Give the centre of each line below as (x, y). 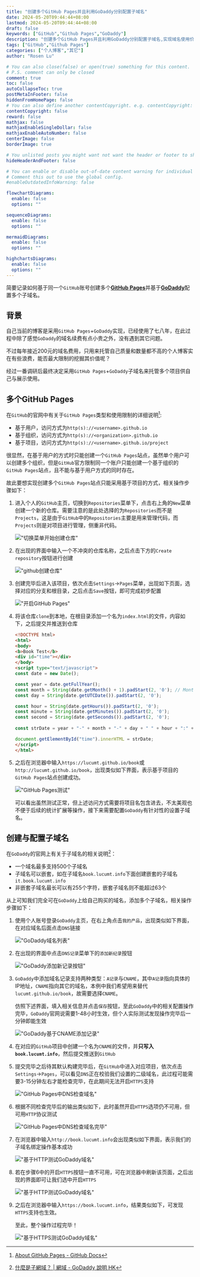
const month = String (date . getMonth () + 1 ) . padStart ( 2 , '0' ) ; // (97, 690)
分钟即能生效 (30, 1021)
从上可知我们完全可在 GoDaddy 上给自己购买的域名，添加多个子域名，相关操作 (99, 900)
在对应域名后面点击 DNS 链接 (48, 928)
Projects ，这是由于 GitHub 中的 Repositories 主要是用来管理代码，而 (96, 518)
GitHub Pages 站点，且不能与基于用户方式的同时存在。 (72, 470)
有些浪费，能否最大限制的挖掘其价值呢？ (61, 359)
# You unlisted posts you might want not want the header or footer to (97, 155)
